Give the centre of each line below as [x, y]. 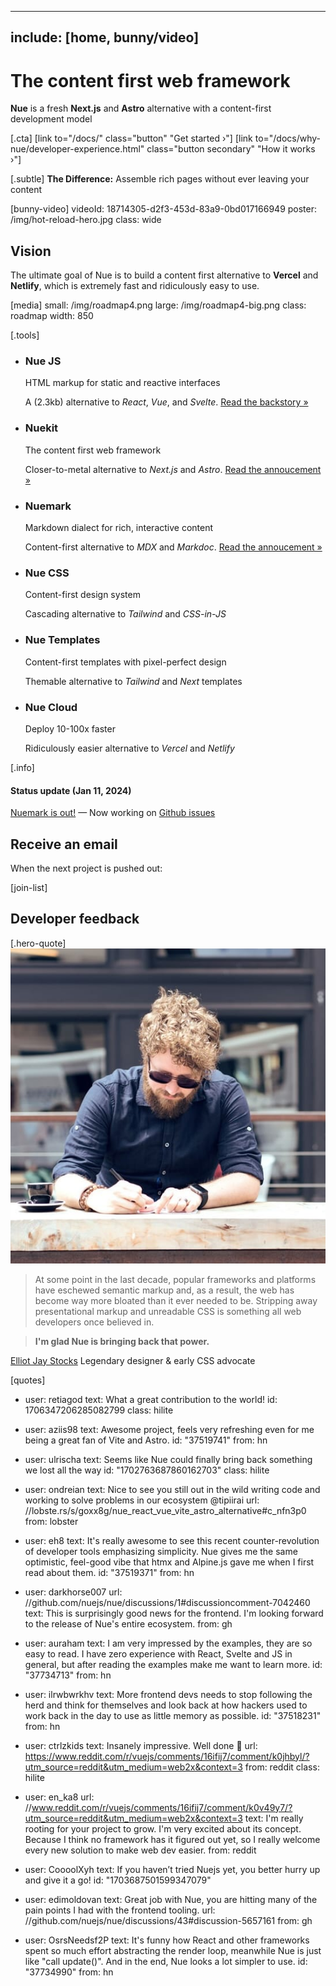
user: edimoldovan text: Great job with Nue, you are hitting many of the [171, 1899]
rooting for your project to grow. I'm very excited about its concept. [163, 1828]
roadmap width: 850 [52, 316]
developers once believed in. [94, 1322]
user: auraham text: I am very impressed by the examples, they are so [168, 1643]
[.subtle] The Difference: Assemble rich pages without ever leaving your [160, 179]
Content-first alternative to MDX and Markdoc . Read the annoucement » [173, 547]
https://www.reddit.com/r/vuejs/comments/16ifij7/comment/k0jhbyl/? [167, 1756]
